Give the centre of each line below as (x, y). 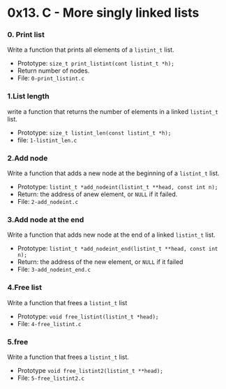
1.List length (29, 96)
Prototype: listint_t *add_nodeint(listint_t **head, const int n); (118, 187)
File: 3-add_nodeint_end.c (54, 270)
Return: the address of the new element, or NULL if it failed (100, 262)
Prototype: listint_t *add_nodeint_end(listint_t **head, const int (118, 249)
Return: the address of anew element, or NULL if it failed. (97, 194)
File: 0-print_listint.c (51, 78)
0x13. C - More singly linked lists (103, 13)
